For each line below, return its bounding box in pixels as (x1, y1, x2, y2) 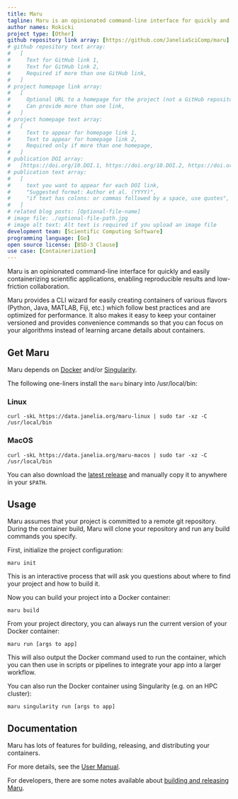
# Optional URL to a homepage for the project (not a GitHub (7, 96, 204, 104)
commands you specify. (7, 532, 78, 541)
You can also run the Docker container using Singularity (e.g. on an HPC (7, 682, 218, 691)
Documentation (7, 722, 78, 734)
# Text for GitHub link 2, (7, 63, 100, 70)
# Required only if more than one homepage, (7, 143, 154, 150)
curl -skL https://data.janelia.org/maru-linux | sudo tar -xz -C (7, 413, 208, 420)
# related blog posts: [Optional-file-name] (7, 208, 141, 216)
